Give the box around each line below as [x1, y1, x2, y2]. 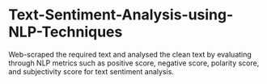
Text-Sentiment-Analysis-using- [8, 6, 234, 24]
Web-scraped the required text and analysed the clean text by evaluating [8, 49, 252, 59]
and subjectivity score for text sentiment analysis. [8, 66, 174, 76]
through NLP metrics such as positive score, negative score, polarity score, [8, 58, 260, 68]
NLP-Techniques [8, 23, 123, 41]
